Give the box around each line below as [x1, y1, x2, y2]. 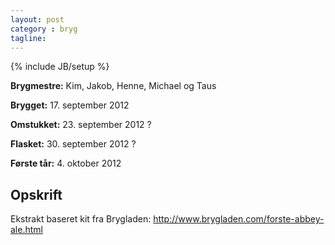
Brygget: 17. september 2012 [10, 99, 130, 111]
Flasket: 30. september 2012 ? [10, 138, 137, 150]
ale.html [10, 224, 43, 236]
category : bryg [10, 24, 78, 34]
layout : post [10, 14, 65, 25]
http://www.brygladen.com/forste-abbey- [153, 213, 325, 225]
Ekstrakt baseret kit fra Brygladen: [10, 213, 152, 225]
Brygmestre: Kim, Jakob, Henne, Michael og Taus [10, 80, 217, 92]
